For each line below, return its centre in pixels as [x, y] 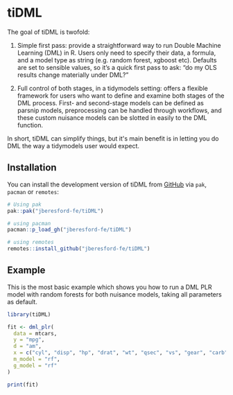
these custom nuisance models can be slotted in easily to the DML [112, 117]
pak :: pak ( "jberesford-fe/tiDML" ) [55, 211]
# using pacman [29, 223]
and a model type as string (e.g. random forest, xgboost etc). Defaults [117, 60]
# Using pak [24, 204]
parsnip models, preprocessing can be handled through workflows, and [119, 110]
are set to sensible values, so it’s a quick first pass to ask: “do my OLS [117, 67]
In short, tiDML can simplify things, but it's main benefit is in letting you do [113, 138]
